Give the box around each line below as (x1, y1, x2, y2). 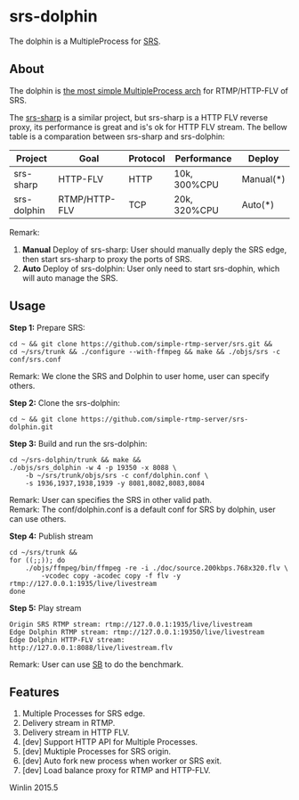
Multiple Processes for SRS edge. (21, 708, 145, 719)
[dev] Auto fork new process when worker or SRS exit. (21, 755, 222, 766)
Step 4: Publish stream (9, 531, 93, 541)
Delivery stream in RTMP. (21, 718, 116, 729)
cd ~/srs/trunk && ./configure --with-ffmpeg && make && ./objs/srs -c (9, 347, 280, 356)
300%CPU (173, 178, 220, 191)
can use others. (9, 513, 67, 524)
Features (9, 684, 60, 699)
